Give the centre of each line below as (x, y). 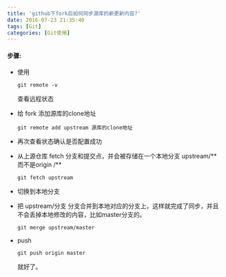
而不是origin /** (39, 165)
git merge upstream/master (56, 228)
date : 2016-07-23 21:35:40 (46, 20)
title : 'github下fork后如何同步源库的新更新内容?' (74, 13)
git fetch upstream (45, 178)
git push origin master (51, 253)
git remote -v (37, 85)
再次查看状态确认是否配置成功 (59, 141)
